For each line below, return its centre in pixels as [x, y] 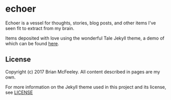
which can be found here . [32, 43]
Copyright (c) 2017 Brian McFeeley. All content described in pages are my [83, 72]
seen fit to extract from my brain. [40, 28]
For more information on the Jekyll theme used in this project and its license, [86, 87]
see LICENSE [19, 92]
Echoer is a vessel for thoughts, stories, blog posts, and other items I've [81, 23]
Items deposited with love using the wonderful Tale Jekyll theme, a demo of [85, 38]
